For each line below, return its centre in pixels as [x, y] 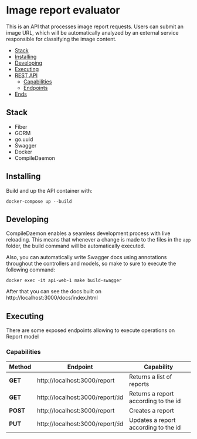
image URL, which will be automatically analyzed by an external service [92, 32]
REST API [26, 75]
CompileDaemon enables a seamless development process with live [88, 233]
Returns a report [151, 394]
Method [20, 367]
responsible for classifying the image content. [62, 39]
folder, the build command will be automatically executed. [76, 246]
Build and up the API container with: [49, 190]
